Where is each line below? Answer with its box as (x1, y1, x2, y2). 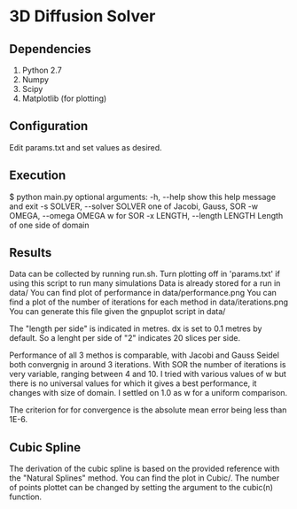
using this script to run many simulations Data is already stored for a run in (9, 278, 281, 289)
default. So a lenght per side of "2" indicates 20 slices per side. (9, 333, 241, 343)
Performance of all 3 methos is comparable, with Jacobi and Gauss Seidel (9, 350, 279, 360)
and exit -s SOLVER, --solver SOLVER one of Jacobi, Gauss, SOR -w (9, 201, 259, 212)
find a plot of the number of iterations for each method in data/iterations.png (9, 297, 289, 307)
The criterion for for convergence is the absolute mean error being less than (9, 405, 287, 415)
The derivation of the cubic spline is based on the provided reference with (9, 463, 280, 474)
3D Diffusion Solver (9, 6, 156, 27)
